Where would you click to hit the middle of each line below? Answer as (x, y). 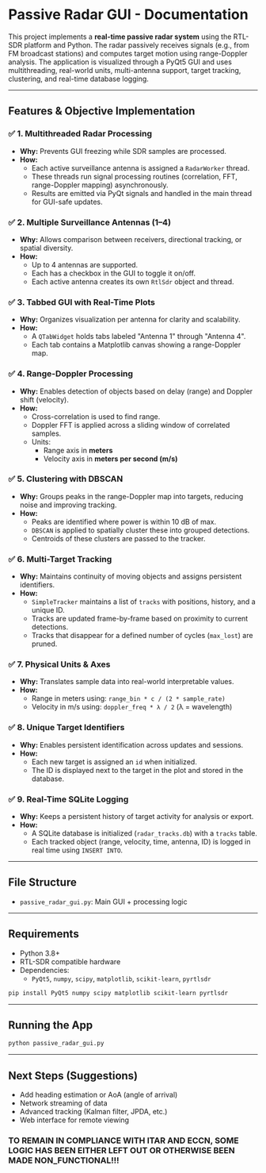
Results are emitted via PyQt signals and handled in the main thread (142, 193)
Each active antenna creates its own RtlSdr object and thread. (133, 281)
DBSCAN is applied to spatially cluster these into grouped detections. (141, 530)
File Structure (42, 883)
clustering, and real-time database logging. (78, 79)
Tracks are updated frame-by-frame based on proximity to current (140, 619)
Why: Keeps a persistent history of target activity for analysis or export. (137, 816)
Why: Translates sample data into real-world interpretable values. (127, 682)
